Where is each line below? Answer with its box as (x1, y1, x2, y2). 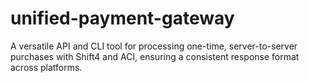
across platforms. (10, 61, 83, 73)
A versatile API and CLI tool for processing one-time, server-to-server (10, 40, 298, 52)
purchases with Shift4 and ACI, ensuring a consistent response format (10, 50, 300, 62)
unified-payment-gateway (10, 7, 235, 30)
